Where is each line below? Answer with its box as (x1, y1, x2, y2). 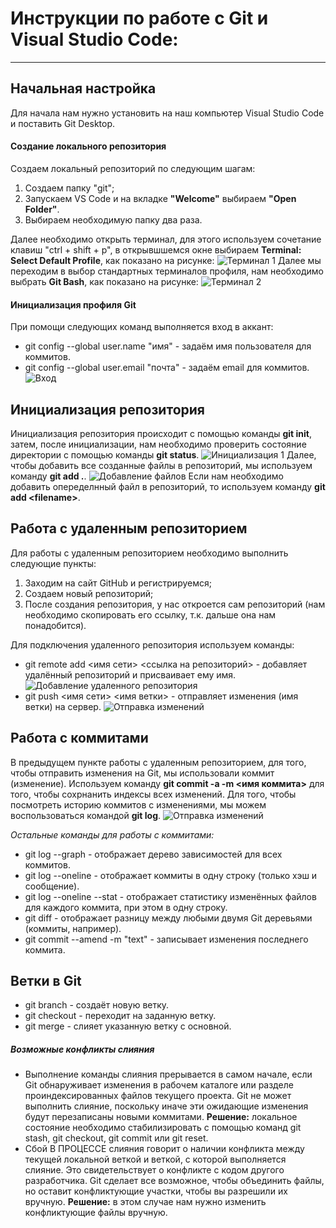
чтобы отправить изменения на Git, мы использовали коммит (10, 767, 275, 779)
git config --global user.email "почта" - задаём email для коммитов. (24, 362, 310, 374)
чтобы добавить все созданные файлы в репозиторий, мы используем (10, 459, 313, 471)
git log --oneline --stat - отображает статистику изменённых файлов (24, 890, 317, 902)
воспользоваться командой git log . (10, 809, 162, 821)
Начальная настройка (10, 80, 157, 97)
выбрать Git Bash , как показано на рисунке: (10, 275, 199, 287)
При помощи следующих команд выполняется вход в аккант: (10, 321, 274, 333)
